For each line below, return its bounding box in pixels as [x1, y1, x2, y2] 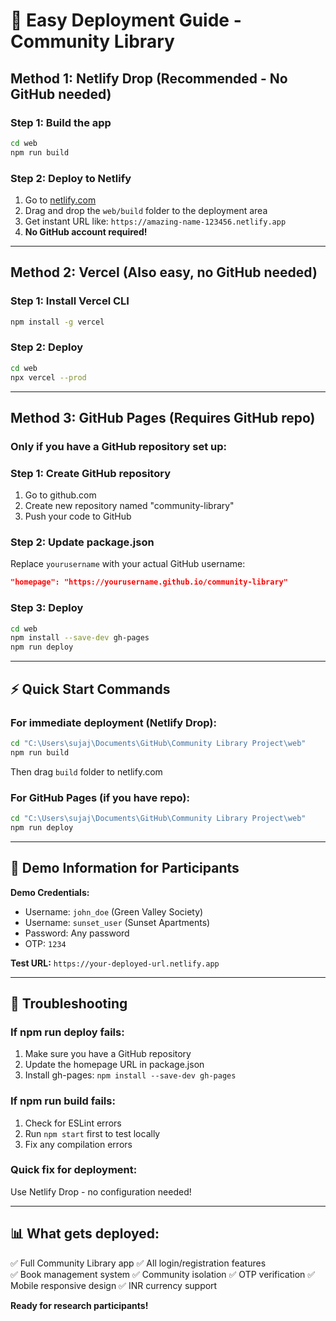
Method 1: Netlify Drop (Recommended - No [10, 70, 288, 87]
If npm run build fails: [10, 1094, 116, 1108]
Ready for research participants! [10, 1299, 149, 1311]
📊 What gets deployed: [10, 1225, 160, 1243]
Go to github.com [24, 489, 97, 501]
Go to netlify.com [24, 194, 97, 206]
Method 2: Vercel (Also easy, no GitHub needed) [10, 264, 318, 281]
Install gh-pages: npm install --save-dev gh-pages [24, 1069, 237, 1081]
